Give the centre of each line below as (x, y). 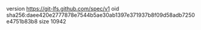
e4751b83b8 (22, 21)
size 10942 (53, 21)
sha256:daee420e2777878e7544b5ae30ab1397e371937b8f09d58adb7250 (101, 15)
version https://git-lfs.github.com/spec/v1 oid (63, 9)
